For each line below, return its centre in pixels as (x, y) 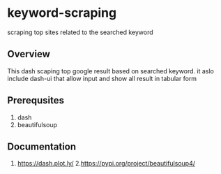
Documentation (42, 146)
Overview (29, 54)
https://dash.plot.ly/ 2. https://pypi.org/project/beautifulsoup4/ (106, 164)
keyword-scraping (62, 13)
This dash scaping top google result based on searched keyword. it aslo (111, 71)
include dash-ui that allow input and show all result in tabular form (102, 78)
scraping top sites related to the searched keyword (80, 32)
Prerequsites (36, 100)
